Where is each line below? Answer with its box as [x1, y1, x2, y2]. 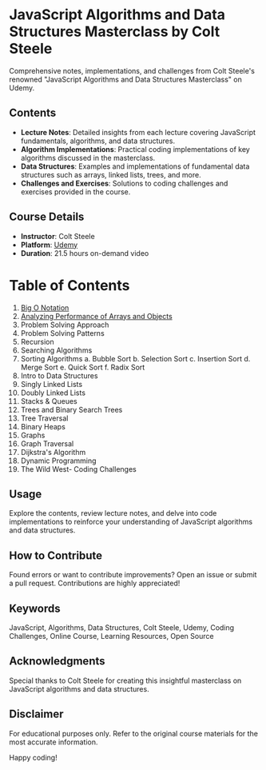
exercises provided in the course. [20, 186, 131, 197]
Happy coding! [9, 752, 58, 762]
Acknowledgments [9, 654, 106, 668]
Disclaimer [9, 708, 64, 721]
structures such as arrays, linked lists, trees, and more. [20, 170, 202, 179]
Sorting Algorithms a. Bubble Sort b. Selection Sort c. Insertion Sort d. [20, 353, 251, 363]
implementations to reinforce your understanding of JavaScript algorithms [9, 517, 253, 527]
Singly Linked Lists [20, 379, 83, 389]
